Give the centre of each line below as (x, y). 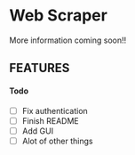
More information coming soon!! (68, 40)
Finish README (50, 120)
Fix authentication (55, 110)
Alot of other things (57, 141)
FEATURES (40, 68)
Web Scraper (59, 16)
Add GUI (38, 131)
